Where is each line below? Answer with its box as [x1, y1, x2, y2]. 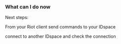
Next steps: [5, 15, 29, 21]
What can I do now [5, 3, 51, 10]
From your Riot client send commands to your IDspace [5, 24, 116, 30]
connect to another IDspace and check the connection [5, 33, 116, 40]
